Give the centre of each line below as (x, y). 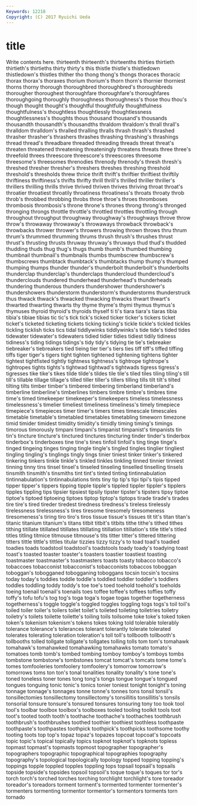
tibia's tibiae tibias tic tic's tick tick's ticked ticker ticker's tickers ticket (91, 318)
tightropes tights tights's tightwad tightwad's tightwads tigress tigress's (93, 368)
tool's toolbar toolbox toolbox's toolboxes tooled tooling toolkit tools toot (94, 710)
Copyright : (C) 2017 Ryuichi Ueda (48, 17)
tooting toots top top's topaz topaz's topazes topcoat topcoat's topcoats (94, 735)
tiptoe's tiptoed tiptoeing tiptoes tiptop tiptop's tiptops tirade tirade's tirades (98, 498)
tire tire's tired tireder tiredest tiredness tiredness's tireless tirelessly (88, 504)
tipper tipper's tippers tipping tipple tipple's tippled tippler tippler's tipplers (96, 486)
